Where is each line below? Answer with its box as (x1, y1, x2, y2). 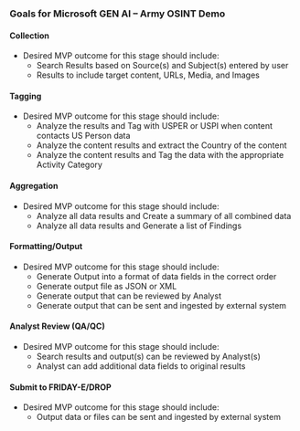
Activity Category (36, 159, 103, 171)
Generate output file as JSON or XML (36, 280, 177, 291)
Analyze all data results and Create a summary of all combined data (36, 210, 292, 221)
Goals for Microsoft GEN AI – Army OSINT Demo (9, 7, 226, 20)
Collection (9, 30, 50, 41)
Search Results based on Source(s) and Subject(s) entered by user (36, 60, 289, 71)
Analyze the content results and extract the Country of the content (36, 140, 287, 151)
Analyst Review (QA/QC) (9, 321, 105, 331)
